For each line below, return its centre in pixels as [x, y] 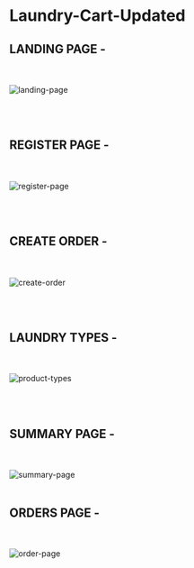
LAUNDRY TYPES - [63, 338]
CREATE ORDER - [58, 241]
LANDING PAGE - [57, 49]
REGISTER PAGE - [59, 145]
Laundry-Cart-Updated [97, 16]
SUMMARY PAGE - [62, 434]
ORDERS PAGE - [55, 513]
